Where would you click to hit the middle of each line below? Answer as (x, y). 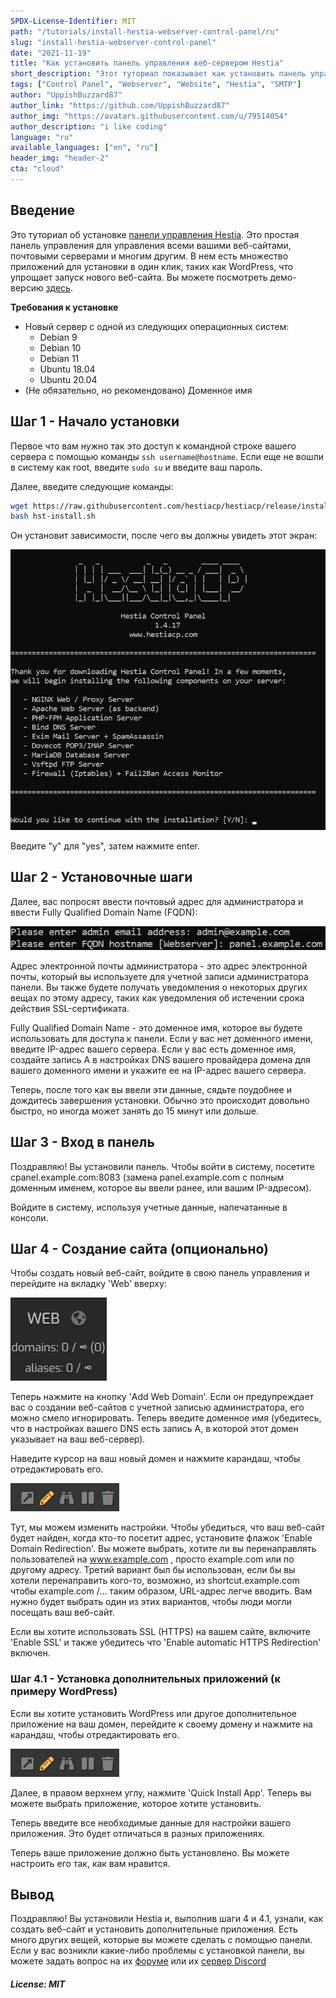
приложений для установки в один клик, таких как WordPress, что (152, 266)
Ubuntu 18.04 (67, 369)
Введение (43, 210)
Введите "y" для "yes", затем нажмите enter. (105, 846)
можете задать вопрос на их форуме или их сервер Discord (138, 1961)
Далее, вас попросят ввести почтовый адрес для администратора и (157, 901)
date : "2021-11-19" (51, 53)
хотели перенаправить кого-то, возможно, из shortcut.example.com (155, 1581)
